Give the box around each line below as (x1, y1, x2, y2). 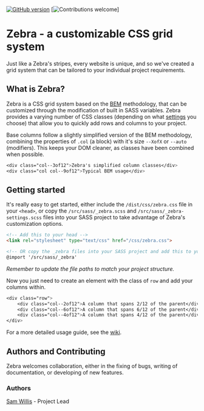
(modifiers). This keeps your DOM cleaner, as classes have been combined (6, 144, 194, 151)
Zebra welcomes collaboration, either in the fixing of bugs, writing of (6, 362, 178, 370)
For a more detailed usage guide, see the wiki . (6, 328, 122, 336)
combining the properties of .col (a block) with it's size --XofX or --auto (6, 137, 187, 145)
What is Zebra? (6, 84, 66, 94)
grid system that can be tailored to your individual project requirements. (6, 66, 186, 73)
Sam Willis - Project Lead (6, 398, 70, 405)
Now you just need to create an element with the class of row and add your (6, 277, 193, 284)
